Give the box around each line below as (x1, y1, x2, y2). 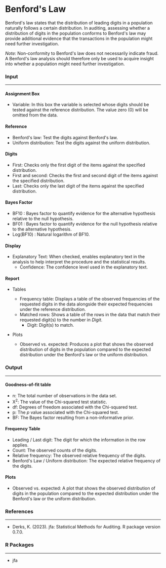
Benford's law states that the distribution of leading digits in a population (5, 20, 153, 26)
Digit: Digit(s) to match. (27, 322, 74, 328)
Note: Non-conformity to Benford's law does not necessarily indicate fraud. (5, 50, 159, 56)
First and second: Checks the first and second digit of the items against (12, 172, 158, 178)
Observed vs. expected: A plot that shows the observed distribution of (12, 485, 156, 492)
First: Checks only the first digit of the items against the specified (12, 162, 146, 168)
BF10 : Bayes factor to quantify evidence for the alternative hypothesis (12, 211, 156, 217)
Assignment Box (5, 90, 40, 97)
